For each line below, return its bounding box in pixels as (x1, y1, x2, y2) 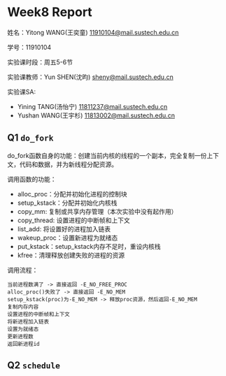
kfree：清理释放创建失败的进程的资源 (17, 251, 125, 259)
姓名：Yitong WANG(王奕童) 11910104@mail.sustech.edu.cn (7, 28, 179, 36)
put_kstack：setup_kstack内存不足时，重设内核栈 (17, 242, 161, 250)
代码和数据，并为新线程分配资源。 (19, 160, 118, 168)
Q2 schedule (7, 359, 61, 371)
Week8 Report (7, 4, 92, 20)
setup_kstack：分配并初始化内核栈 (17, 198, 118, 207)
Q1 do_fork (7, 132, 54, 144)
